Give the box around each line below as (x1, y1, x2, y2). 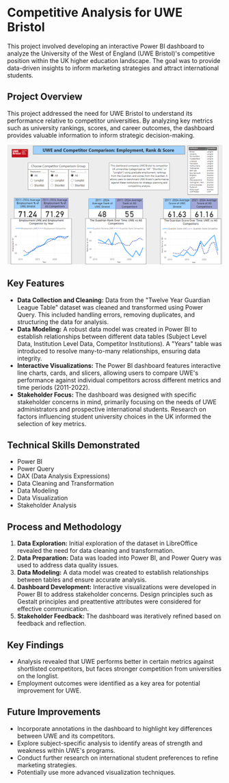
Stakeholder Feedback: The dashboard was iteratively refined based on (16, 612, 221, 621)
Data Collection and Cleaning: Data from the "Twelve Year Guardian (16, 296, 211, 304)
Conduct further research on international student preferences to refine (16, 754, 219, 762)
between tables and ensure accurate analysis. (16, 575, 147, 584)
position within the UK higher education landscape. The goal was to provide (7, 56, 221, 64)
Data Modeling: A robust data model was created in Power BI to (16, 325, 198, 333)
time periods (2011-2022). (16, 383, 90, 391)
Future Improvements (7, 706, 101, 718)
